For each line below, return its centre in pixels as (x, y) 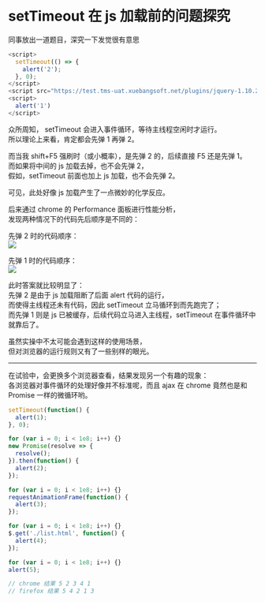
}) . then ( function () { (44, 461)
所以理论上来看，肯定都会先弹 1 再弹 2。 (74, 139)
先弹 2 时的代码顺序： (43, 236)
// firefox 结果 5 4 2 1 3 (51, 591)
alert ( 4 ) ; (31, 540)
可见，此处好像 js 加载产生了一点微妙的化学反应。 (89, 192)
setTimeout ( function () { (49, 410)
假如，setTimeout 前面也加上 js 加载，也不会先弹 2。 (94, 175)
